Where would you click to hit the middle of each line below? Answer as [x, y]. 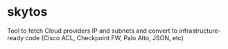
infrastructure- [200, 31]
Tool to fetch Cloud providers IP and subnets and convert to [93, 31]
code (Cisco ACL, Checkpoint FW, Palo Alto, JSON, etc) [104, 37]
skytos [27, 12]
